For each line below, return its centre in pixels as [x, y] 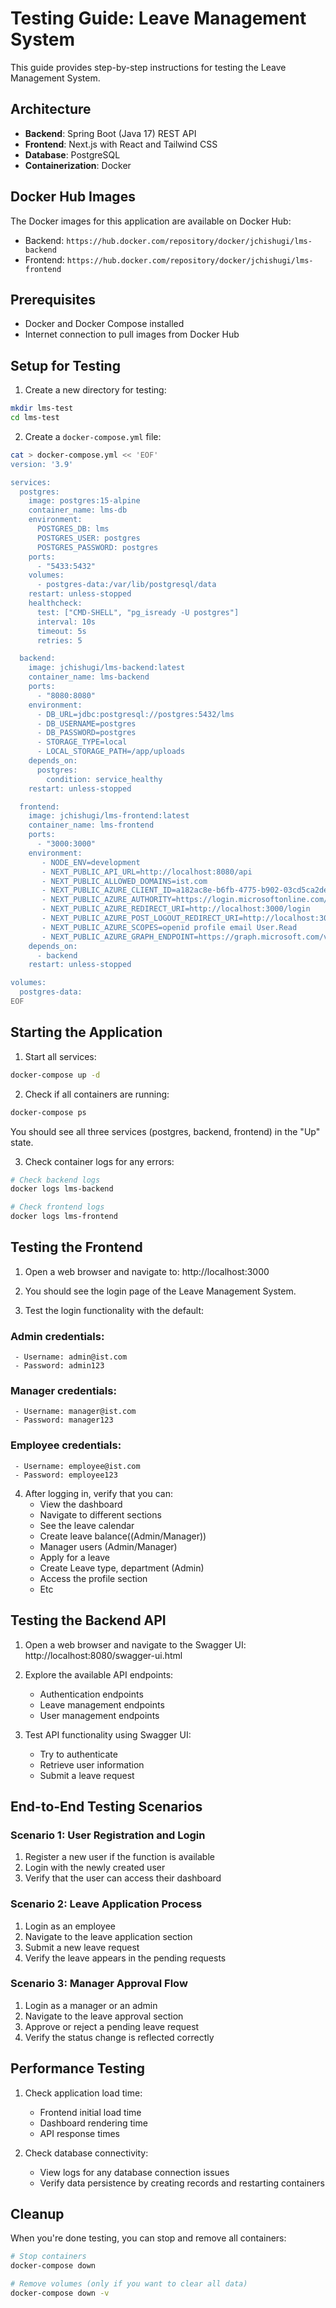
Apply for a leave [74, 1557]
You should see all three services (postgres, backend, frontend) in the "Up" [165, 1131]
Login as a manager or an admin [91, 2005]
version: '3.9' [42, 464]
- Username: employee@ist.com [77, 1466]
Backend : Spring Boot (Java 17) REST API [110, 133]
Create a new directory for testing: [95, 390]
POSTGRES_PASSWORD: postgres [97, 547]
